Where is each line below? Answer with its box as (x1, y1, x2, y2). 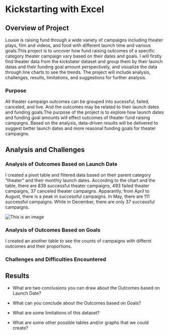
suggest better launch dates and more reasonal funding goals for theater (5, 125, 156, 132)
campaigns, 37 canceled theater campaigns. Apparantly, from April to (5, 188, 150, 194)
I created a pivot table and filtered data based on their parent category (5, 172, 151, 178)
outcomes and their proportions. (5, 243, 72, 249)
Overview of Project (5, 24, 69, 32)
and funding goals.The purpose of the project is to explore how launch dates (5, 109, 164, 116)
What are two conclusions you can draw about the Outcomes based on (12, 285, 160, 291)
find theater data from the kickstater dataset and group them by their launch (5, 59, 163, 64)
